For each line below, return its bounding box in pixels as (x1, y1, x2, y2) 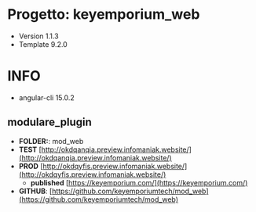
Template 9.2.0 (18, 39, 68, 49)
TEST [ (18, 145, 42, 154)
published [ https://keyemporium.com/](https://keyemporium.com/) (30, 178, 248, 187)
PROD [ (18, 161, 44, 171)
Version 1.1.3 (18, 31, 60, 41)
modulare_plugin (7, 116, 92, 129)
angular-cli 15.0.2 (18, 92, 75, 102)
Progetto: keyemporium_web (7, 5, 200, 23)
